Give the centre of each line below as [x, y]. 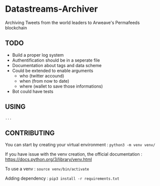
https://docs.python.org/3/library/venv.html [49, 160]
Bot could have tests [33, 91]
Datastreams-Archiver [51, 9]
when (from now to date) [44, 81]
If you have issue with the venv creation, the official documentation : [74, 154]
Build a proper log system [38, 55]
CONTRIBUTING [30, 133]
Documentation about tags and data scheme [57, 65]
